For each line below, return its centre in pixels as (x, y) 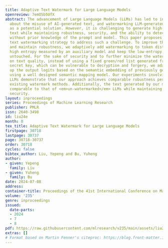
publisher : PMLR (22, 107)
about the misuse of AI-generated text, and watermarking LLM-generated (87, 24)
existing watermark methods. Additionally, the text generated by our (85, 84)
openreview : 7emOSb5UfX (30, 14)
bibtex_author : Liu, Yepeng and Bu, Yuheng (51, 154)
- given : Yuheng (22, 172)
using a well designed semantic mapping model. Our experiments (78, 75)
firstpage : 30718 (23, 130)
